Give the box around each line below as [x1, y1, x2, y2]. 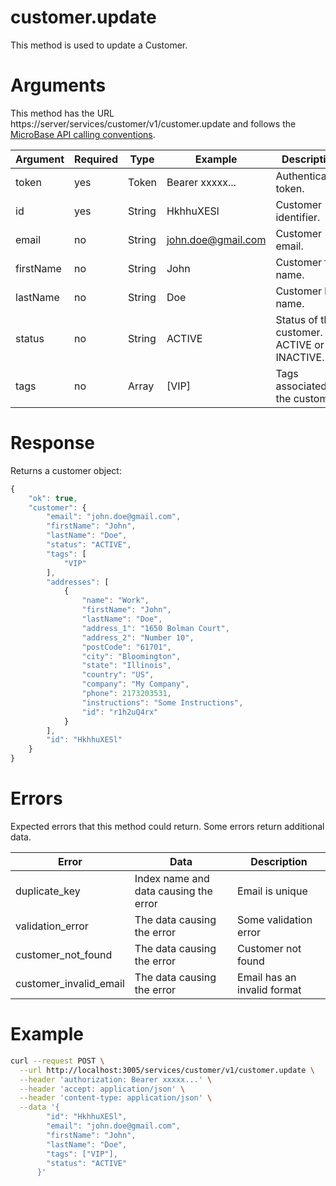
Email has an [237, 971, 297, 984]
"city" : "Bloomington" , [81, 651, 182, 661]
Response [10, 432, 96, 455]
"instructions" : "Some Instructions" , [81, 697, 244, 708]
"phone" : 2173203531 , [81, 689, 172, 699]
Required [74, 152, 119, 166]
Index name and [134, 872, 210, 885]
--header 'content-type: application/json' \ [19, 1093, 213, 1103]
